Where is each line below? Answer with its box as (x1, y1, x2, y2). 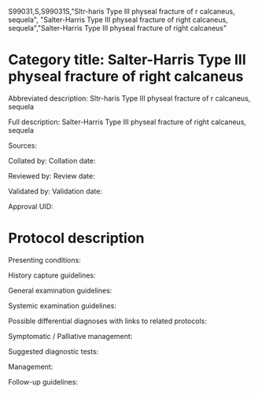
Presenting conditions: (8, 255, 81, 264)
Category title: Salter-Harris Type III (8, 51, 246, 69)
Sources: (8, 141, 38, 150)
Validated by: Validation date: (8, 186, 102, 196)
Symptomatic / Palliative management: (8, 331, 133, 341)
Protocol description (8, 230, 145, 247)
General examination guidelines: (8, 285, 112, 295)
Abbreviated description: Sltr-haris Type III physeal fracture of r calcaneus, (8, 94, 251, 103)
